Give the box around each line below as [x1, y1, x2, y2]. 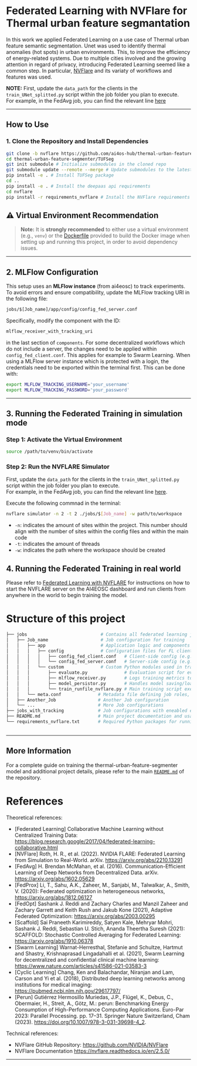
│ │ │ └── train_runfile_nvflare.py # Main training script [6, 686, 182, 692]
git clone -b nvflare [6, 151, 59, 157]
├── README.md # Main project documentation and [6, 714, 182, 719]
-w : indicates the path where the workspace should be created [14, 546, 166, 554]
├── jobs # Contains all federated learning [6, 632, 188, 637]
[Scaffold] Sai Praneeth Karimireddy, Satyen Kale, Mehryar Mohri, [14, 919, 174, 926]
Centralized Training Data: [14, 831, 78, 838]
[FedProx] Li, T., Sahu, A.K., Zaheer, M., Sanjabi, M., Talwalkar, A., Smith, [14, 881, 190, 888]
